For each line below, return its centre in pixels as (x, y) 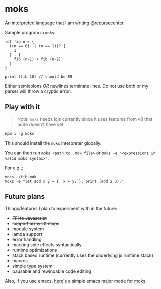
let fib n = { (20, 41)
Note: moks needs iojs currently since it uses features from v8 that (85, 119)
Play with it (23, 107)
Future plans (25, 197)
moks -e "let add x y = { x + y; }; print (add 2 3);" (64, 181)
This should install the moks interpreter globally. (53, 143)
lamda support (27, 234)
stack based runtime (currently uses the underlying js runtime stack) (83, 255)
